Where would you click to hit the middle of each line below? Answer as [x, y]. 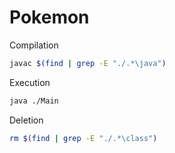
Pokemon [49, 17]
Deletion [26, 120]
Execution [30, 82]
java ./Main [34, 101]
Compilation [34, 45]
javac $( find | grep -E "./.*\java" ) [88, 63]
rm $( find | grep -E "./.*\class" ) [83, 138]
